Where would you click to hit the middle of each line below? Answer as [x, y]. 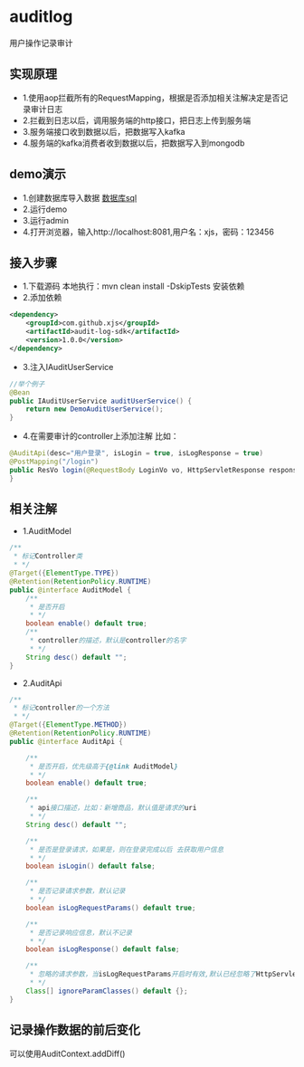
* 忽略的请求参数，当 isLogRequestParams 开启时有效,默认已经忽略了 [142, 975]
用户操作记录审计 [41, 43]
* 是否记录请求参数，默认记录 [77, 891]
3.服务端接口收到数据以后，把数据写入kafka [104, 131]
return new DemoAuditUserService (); [95, 409]
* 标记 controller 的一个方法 [62, 708]
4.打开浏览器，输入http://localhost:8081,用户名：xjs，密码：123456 [148, 232]
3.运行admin [46, 220]
